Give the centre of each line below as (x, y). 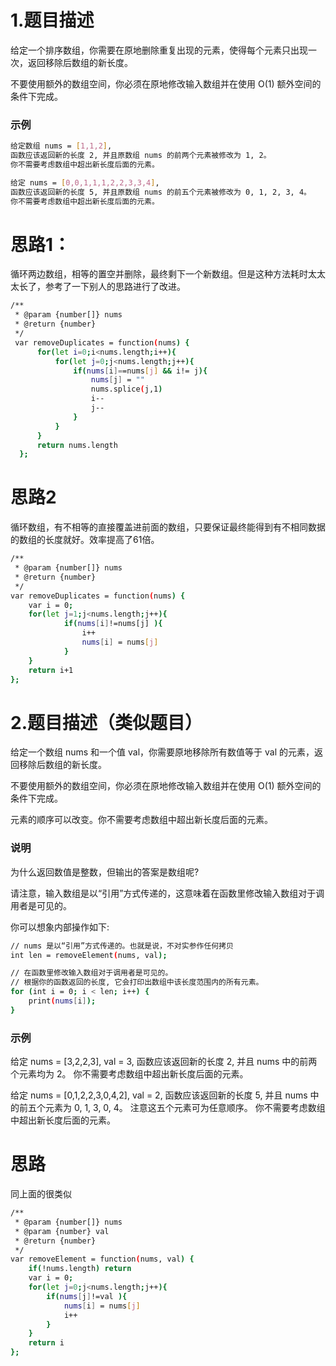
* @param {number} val (62, 1231)
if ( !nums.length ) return (80, 1269)
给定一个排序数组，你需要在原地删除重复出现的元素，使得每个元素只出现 (159, 50)
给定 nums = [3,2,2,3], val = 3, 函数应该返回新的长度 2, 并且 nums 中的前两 (164, 1062)
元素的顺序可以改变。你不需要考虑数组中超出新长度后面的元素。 (141, 820)
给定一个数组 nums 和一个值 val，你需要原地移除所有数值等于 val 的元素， (162, 752)
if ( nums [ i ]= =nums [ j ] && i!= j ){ (140, 371)
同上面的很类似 (41, 1194)
